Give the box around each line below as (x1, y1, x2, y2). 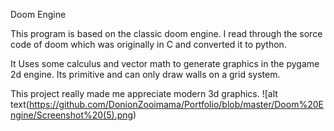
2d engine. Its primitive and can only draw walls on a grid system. (10, 69, 281, 80)
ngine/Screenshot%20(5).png (10, 109, 134, 121)
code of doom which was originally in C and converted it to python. (10, 39, 287, 50)
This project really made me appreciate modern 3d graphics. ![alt (10, 88, 278, 99)
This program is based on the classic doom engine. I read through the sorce (10, 28, 323, 39)
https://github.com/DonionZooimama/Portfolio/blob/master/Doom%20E (28, 99, 324, 110)
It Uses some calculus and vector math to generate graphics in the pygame (10, 58, 320, 69)
